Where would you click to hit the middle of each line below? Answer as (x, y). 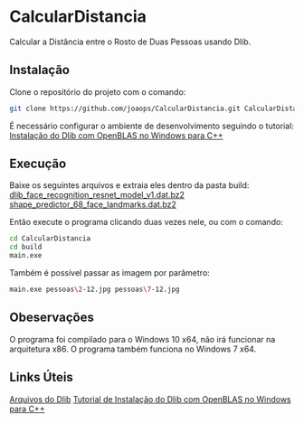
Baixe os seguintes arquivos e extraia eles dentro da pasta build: (129, 185)
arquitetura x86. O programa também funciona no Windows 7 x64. (133, 349)
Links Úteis (42, 377)
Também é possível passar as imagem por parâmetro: (109, 273)
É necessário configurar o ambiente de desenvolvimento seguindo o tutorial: (152, 126)
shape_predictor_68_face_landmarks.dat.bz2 (93, 204)
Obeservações (52, 318)
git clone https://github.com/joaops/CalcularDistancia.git (125, 108)
